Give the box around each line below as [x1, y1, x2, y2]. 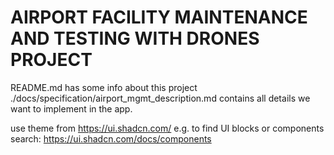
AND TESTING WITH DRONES [10, 27, 260, 50]
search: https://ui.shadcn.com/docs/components [10, 132, 212, 145]
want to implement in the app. [10, 102, 133, 115]
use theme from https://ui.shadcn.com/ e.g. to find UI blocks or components [10, 122, 325, 134]
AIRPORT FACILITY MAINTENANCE [10, 6, 308, 29]
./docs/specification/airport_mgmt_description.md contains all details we [10, 92, 311, 104]
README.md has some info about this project [10, 81, 198, 93]
